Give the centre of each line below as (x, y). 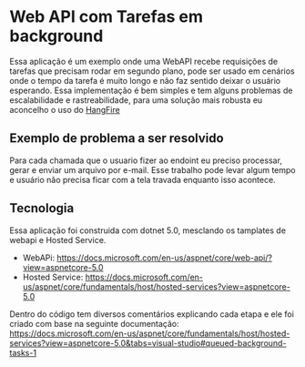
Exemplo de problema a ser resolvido (117, 138)
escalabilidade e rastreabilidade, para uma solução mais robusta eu (136, 100)
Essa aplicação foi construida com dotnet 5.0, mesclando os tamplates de (148, 230)
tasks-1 (23, 352)
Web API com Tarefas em (106, 17)
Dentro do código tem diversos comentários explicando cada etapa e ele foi (152, 314)
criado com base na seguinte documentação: (94, 323)
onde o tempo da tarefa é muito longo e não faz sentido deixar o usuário (145, 80)
